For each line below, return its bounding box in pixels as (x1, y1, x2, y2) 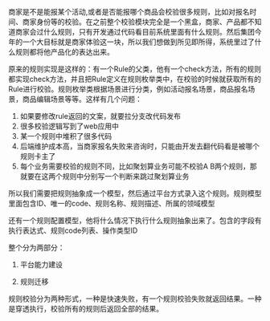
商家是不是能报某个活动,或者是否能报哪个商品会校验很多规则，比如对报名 (8, 7, 251, 16)
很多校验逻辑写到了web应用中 (19, 121, 119, 131)
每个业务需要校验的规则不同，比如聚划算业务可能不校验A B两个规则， (19, 161, 251, 171)
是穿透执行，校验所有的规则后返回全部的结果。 (8, 304, 163, 313)
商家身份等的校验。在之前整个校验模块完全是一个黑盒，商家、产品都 (22, 17, 247, 26)
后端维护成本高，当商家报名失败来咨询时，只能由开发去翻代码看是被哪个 (19, 141, 260, 151)
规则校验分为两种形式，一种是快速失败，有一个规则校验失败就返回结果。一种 (8, 294, 262, 303)
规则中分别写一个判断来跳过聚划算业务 (62, 172, 190, 181)
